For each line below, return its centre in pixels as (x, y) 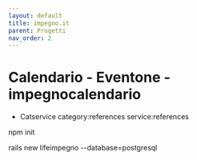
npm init (22, 132)
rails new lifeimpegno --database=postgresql (83, 148)
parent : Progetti (37, 30)
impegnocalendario (75, 95)
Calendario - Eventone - (89, 78)
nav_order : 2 (30, 38)
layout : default (35, 16)
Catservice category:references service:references (105, 117)
